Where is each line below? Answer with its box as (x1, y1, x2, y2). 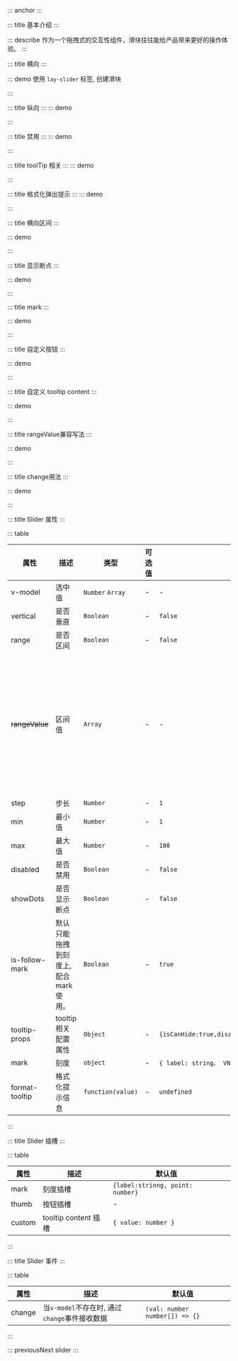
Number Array (83, 588, 126, 596)
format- (11, 1082, 38, 1092)
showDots (11, 894, 45, 903)
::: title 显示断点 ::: (7, 262, 59, 269)
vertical (11, 611, 36, 621)
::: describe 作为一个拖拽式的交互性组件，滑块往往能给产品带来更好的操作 (7, 35, 222, 44)
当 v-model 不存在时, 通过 (42, 1303, 123, 1312)
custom (11, 1218, 36, 1227)
